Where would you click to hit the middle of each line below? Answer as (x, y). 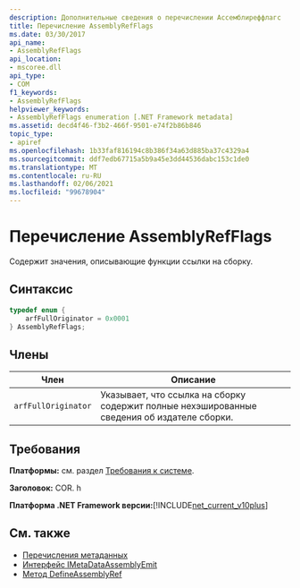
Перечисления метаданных (75, 555)
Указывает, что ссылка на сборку (173, 395)
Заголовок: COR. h (46, 488)
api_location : (36, 59)
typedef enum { (37, 310)
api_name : (28, 43)
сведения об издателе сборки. (167, 417)
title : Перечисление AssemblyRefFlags (81, 26)
